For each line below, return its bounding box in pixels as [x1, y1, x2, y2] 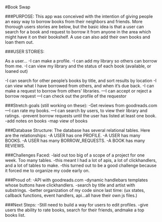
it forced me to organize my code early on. [5, 168, 90, 174]
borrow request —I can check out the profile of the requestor [5, 93, 127, 99]
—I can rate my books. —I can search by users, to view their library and [5, 108, 147, 113]
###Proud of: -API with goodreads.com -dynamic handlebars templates [5, 177, 148, 183]
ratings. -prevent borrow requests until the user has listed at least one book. [5, 113, 157, 118]
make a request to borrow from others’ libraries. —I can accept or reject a [5, 88, 152, 94]
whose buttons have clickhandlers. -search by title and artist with [5, 182, 135, 188]
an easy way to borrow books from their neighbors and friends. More [5, 19, 143, 24]
